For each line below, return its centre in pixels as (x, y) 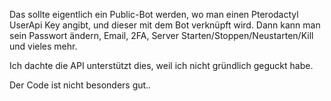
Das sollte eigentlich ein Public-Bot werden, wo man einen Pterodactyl (154, 14)
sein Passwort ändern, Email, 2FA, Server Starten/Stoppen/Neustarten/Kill (161, 35)
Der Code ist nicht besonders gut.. (80, 85)
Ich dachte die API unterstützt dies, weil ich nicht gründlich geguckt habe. (161, 65)
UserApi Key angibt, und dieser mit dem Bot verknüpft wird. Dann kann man (165, 25)
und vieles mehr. (43, 46)
